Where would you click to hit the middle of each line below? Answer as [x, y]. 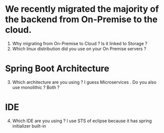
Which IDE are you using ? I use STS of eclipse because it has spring [82, 121]
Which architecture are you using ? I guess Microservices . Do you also [84, 82]
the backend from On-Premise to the [81, 19]
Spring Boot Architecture [57, 68]
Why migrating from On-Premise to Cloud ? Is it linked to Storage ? [80, 43]
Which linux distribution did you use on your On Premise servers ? [79, 49]
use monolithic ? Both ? [36, 87]
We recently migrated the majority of [82, 9]
